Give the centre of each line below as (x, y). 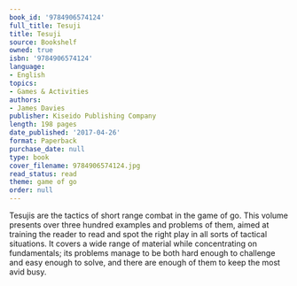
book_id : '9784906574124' (57, 17)
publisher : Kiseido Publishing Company (83, 116)
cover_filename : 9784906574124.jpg (75, 166)
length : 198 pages (43, 125)
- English (27, 75)
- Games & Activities (49, 91)
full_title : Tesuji (45, 26)
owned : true (31, 50)
